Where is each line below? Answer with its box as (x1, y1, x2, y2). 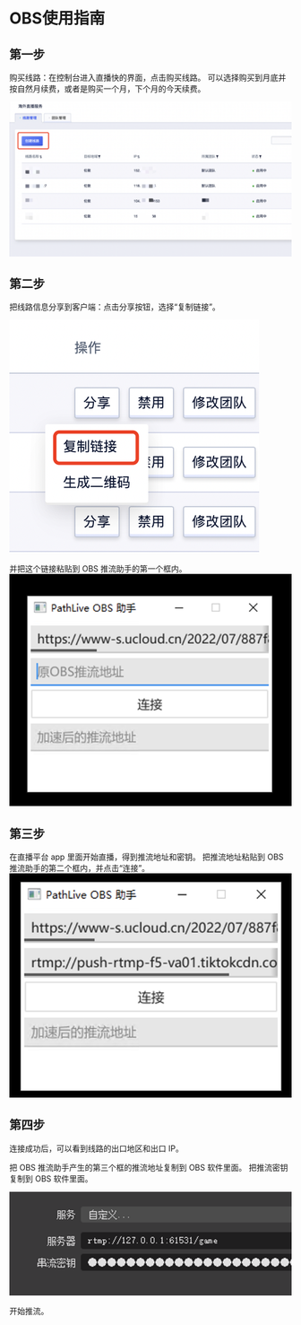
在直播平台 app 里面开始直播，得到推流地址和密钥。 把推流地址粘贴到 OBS (9, 851, 284, 862)
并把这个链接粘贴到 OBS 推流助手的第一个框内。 (9, 563, 187, 574)
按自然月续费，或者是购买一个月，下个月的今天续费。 (9, 83, 206, 94)
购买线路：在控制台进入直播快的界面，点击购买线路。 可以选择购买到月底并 (9, 73, 287, 83)
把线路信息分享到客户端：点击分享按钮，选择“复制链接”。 (9, 301, 221, 312)
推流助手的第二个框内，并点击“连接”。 (9, 862, 150, 873)
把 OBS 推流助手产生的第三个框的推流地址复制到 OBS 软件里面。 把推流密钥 (9, 1162, 288, 1172)
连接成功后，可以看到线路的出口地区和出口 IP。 (9, 1143, 184, 1154)
